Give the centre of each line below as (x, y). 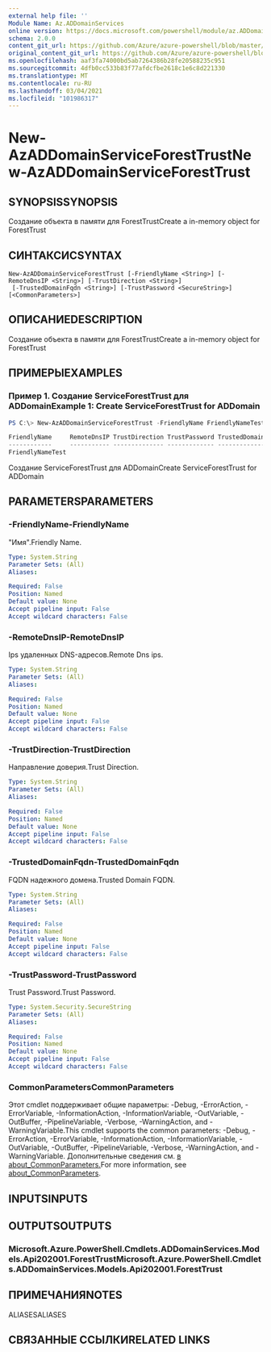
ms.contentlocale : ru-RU (50, 83)
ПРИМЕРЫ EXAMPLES (66, 373)
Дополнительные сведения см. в (124, 1156)
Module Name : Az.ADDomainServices (67, 23)
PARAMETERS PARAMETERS (81, 502)
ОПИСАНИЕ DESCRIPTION (75, 320)
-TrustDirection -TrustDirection (69, 749)
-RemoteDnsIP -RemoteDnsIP (67, 637)
